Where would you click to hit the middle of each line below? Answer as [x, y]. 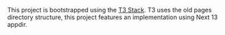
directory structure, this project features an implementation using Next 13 [112, 17]
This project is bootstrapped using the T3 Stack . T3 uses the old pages [109, 10]
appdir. [17, 24]
